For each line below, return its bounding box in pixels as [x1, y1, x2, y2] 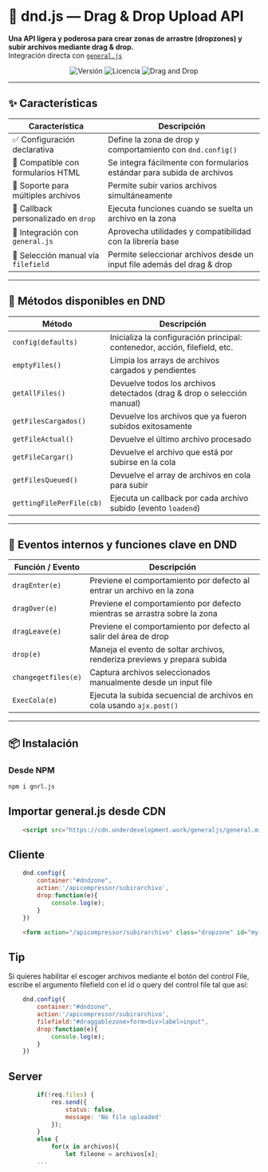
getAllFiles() [12, 388, 66, 398]
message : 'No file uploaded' [65, 1113, 162, 1121]
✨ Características [8, 97, 98, 110]
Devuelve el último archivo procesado [110, 433, 251, 444]
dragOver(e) [12, 604, 58, 614]
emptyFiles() [12, 360, 62, 370]
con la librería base [107, 236, 179, 247]
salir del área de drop [89, 631, 169, 642]
